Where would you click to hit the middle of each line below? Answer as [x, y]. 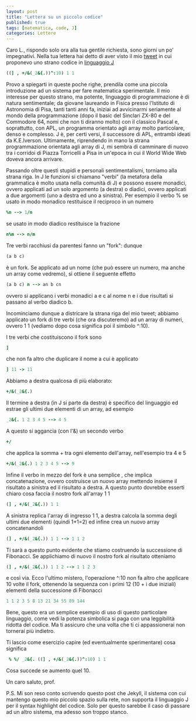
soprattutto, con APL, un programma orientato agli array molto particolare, [96, 128]
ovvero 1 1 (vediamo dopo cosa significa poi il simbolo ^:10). [78, 325]
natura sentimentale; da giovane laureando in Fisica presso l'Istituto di [90, 103]
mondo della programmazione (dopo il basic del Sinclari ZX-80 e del [88, 115]
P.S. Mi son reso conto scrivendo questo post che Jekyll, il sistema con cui [96, 693]
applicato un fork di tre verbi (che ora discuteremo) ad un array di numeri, [95, 319]
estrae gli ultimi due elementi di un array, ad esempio [70, 409]
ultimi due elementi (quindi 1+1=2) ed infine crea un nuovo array [83, 522]
